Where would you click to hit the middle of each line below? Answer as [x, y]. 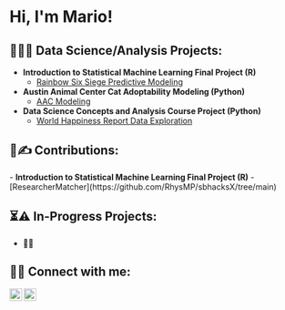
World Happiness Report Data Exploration [114, 121]
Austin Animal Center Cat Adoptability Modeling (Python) [134, 92]
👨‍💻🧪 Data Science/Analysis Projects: [116, 51]
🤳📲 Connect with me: [70, 272]
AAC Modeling [63, 101]
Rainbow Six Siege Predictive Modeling [110, 82]
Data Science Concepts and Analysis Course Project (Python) [142, 111]
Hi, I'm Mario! [61, 17]
